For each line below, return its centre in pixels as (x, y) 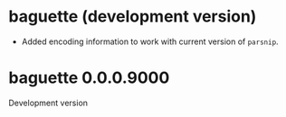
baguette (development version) (133, 17)
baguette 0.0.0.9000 (89, 78)
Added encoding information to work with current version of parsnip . (150, 41)
